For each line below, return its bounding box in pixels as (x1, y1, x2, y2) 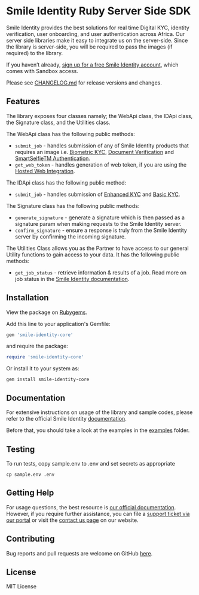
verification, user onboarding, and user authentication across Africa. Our (6, 30, 185, 37)
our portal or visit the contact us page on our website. (6, 517, 139, 524)
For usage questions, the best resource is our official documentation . (6, 503, 176, 511)
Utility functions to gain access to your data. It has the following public (6, 250, 180, 258)
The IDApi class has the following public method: (6, 179, 127, 186)
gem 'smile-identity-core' (6, 331, 74, 338)
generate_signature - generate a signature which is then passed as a (14, 214, 185, 221)
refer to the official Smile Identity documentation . (6, 415, 127, 422)
